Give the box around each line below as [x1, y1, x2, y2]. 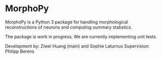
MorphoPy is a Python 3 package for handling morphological [5, 19, 129, 25]
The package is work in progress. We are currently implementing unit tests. [5, 34, 157, 39]
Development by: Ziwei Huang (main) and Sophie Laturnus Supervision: [5, 43, 150, 49]
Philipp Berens [5, 48, 34, 54]
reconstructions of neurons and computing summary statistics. [5, 24, 133, 30]
